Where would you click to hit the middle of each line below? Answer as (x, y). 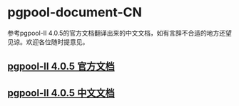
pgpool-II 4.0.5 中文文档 (61, 93)
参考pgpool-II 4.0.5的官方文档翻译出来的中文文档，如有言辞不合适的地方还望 (119, 33)
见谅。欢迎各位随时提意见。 (48, 42)
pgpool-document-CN (75, 12)
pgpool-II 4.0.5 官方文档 (61, 67)
